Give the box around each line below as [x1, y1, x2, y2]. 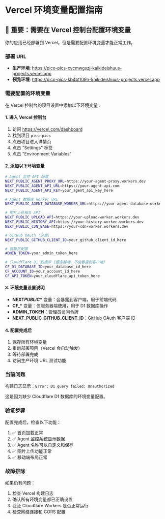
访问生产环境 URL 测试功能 [12, 358, 67, 364]
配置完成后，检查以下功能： [5, 419, 61, 425]
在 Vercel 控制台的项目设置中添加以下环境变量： [5, 102, 102, 108]
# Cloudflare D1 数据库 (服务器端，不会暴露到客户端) [5, 260, 106, 265]
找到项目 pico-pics [12, 132, 51, 138]
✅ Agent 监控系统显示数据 [12, 436, 65, 442]
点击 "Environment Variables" [12, 151, 72, 156]
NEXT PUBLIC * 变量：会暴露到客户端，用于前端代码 [12, 296, 117, 303]
